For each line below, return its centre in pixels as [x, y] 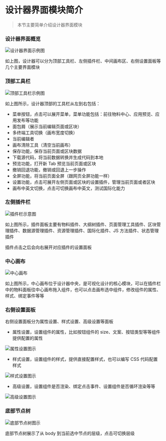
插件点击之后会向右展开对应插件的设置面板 [48, 247]
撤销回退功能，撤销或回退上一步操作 [49, 170]
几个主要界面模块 [22, 67]
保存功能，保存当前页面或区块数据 [47, 151]
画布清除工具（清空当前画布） [42, 145]
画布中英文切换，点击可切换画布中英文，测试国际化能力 [68, 188]
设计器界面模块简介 [44, 10]
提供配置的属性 [27, 338]
